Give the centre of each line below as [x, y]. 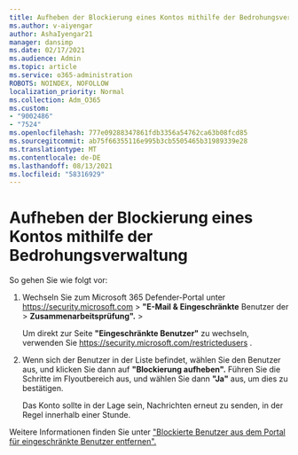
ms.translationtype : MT [53, 149]
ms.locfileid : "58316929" [57, 174]
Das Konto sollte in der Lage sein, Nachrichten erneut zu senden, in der [153, 405]
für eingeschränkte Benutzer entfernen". [83, 442]
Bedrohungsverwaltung [98, 256]
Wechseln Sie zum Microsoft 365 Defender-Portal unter [124, 297]
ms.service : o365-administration [71, 75]
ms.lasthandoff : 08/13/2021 [61, 166]
